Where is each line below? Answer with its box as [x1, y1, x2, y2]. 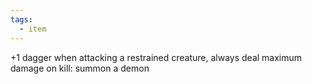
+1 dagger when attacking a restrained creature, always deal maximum [10, 51, 303, 63]
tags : [10, 14, 33, 25]
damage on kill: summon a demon [10, 62, 150, 74]
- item [19, 24, 47, 34]
